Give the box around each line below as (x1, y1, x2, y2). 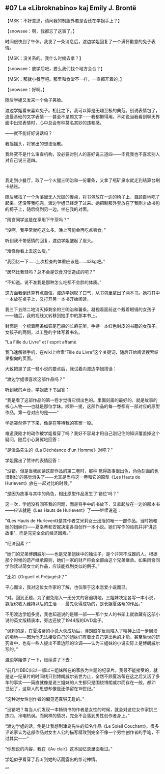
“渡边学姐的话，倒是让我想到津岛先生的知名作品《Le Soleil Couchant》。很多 (5, 723, 159, 729)
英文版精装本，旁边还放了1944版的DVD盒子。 (13, 617, 106, 623)
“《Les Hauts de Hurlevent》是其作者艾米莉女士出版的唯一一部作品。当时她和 (5, 518, 158, 524)
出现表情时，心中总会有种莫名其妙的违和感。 (13, 120, 104, 125)
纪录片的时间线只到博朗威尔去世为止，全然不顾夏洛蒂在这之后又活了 (18, 673, 156, 679)
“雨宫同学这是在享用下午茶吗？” (5, 217, 70, 222)
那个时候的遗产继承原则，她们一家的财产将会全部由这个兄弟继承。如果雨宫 (5, 557, 156, 563)
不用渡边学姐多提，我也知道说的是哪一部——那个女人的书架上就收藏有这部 (5, 611, 156, 617)
